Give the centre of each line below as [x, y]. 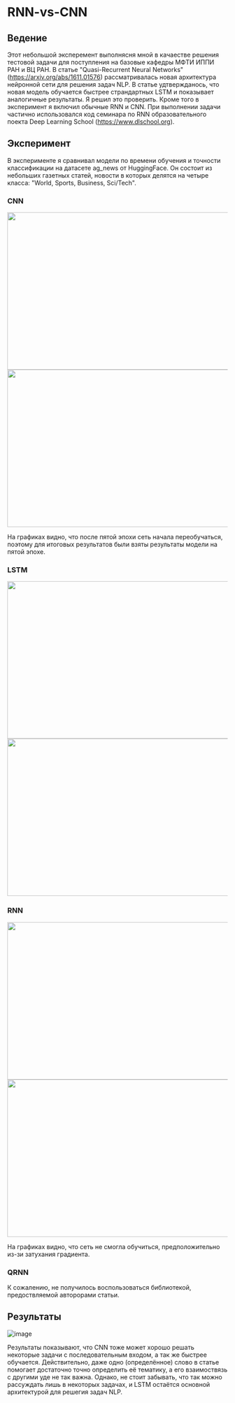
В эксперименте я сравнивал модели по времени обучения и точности [114, 160]
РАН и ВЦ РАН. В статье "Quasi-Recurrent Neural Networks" [95, 70]
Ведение [27, 38]
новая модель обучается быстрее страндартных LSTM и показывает [111, 92]
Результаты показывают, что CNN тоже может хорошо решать [101, 1347]
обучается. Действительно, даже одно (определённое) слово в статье [113, 1362]
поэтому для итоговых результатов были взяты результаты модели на [113, 544]
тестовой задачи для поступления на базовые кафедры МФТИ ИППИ [111, 62]
